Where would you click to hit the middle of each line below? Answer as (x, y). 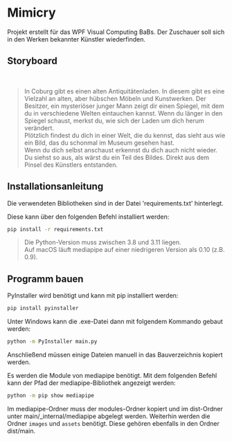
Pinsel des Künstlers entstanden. (71, 165)
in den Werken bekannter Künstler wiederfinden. (76, 39)
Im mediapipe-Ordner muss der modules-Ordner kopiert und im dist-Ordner (115, 408)
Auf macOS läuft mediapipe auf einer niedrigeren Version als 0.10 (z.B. (124, 250)
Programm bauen (45, 279)
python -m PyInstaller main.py (52, 342)
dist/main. (21, 431)
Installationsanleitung (55, 187)
